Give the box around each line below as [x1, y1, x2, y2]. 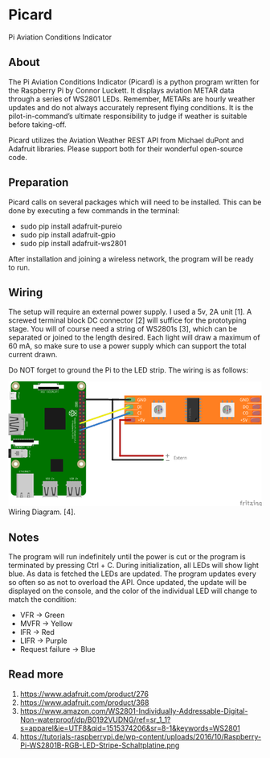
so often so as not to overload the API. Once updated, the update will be [8, 578, 247, 587]
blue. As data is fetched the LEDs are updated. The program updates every [8, 569, 256, 579]
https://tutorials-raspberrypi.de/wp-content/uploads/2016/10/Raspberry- [19, 731, 262, 741]
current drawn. [8, 350, 58, 360]
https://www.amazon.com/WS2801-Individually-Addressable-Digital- [19, 706, 248, 715]
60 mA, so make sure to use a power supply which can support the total [8, 341, 247, 351]
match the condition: [8, 595, 77, 604]
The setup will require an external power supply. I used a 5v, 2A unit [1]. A [8, 307, 252, 317]
